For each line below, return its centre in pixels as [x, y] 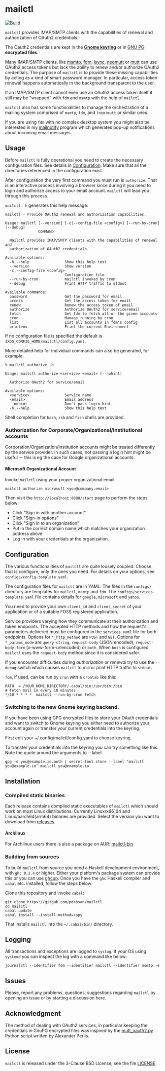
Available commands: [26, 292]
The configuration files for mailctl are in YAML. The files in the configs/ [78, 586]
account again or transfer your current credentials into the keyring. [73, 728]
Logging [18, 939]
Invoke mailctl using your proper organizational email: [60, 480]
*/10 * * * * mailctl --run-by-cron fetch [50, 695]
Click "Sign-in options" [35, 518]
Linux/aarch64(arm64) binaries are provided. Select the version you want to [82, 817]
